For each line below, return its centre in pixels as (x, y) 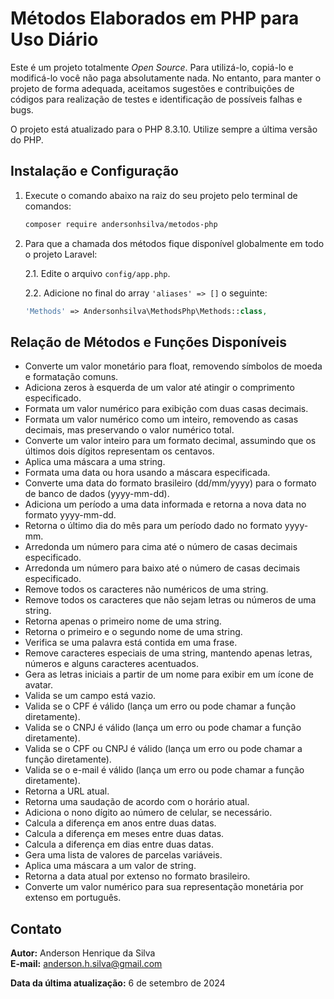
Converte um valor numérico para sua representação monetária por (164, 887)
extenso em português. (73, 898)
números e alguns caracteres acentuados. (112, 664)
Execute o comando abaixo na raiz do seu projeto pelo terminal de (161, 195)
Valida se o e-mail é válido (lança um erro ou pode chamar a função (164, 770)
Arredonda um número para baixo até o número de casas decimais (162, 568)
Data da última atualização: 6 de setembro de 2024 (118, 983)
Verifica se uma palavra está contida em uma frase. (131, 643)
